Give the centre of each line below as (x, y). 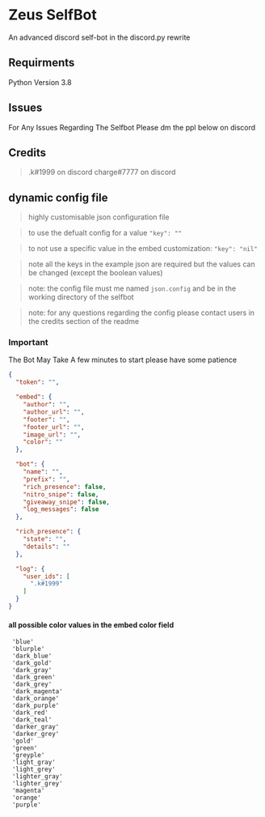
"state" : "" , (45, 539)
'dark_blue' (32, 656)
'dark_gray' (32, 670)
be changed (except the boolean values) (95, 273)
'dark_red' (30, 713)
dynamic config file (58, 197)
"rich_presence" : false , (65, 487)
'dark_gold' (32, 663)
